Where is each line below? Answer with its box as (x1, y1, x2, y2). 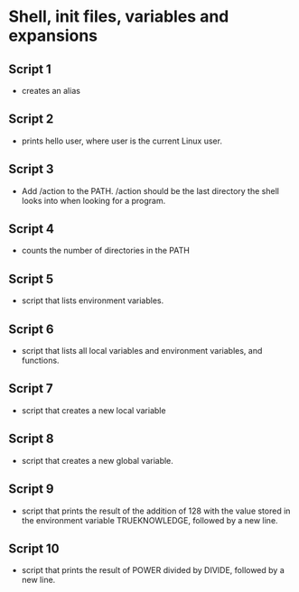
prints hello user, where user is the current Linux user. (21, 135, 223, 146)
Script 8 (8, 431, 55, 447)
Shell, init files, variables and (8, 6, 229, 27)
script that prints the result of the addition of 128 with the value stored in (21, 505, 291, 516)
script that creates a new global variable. (21, 455, 173, 466)
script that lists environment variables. (21, 295, 164, 306)
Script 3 (8, 162, 54, 177)
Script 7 (8, 381, 53, 396)
